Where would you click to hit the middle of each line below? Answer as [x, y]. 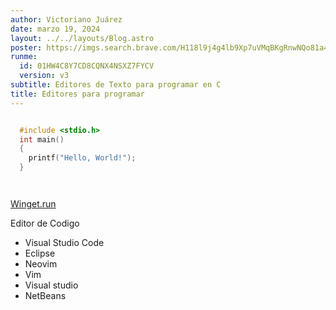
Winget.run [33, 204]
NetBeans [45, 295]
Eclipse [40, 253]
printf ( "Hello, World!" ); [82, 158]
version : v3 [44, 76]
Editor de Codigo [45, 223]
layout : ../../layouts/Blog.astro [82, 38]
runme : [24, 57]
